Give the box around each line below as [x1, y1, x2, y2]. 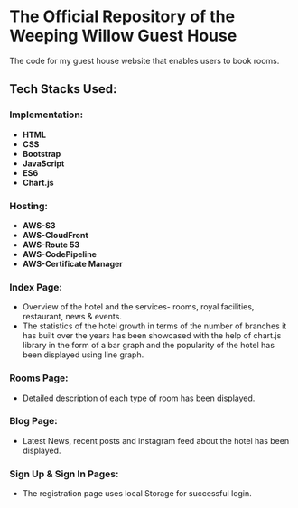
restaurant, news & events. [22, 311, 122, 322]
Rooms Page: [9, 372, 70, 384]
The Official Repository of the [9, 6, 236, 27]
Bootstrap [22, 148, 61, 159]
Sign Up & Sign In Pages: [9, 467, 119, 480]
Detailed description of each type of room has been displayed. [22, 393, 256, 403]
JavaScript [22, 158, 65, 169]
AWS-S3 [22, 219, 56, 231]
